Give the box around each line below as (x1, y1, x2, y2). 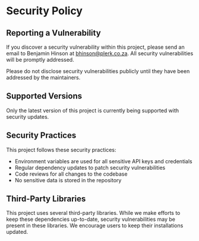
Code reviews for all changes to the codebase (14, 170, 128, 177)
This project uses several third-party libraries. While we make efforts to (6, 210, 181, 217)
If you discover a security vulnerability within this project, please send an (6, 43, 185, 50)
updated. (6, 229, 29, 236)
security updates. (6, 113, 49, 120)
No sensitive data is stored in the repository (14, 176, 122, 183)
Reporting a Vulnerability (6, 28, 101, 38)
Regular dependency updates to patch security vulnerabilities (14, 164, 166, 171)
